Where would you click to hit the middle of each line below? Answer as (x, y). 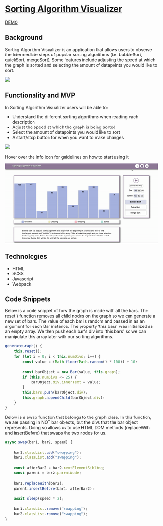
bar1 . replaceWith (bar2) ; (39, 483)
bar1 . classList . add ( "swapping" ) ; (48, 453)
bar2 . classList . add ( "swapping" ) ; (48, 458)
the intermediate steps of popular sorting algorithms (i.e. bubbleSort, (74, 54)
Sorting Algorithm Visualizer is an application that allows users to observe (79, 49)
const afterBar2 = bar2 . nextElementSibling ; (59, 468)
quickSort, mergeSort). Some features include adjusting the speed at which (80, 60)
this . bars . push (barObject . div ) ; (55, 393)
